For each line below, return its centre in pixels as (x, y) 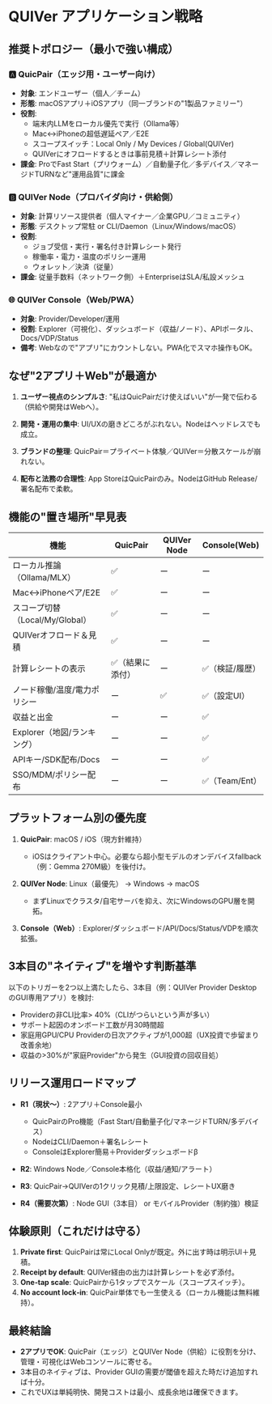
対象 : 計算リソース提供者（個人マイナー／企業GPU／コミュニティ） (132, 216)
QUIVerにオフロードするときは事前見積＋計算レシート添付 (129, 154)
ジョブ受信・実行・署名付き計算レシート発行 (107, 247)
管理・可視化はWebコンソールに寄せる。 (88, 1362)
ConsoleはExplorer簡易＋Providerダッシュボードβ (115, 1152)
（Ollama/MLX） (44, 578)
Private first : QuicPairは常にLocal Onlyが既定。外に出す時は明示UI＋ (134, 1252)
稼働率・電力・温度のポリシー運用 (89, 257)
